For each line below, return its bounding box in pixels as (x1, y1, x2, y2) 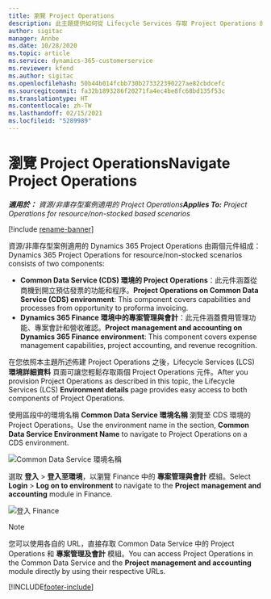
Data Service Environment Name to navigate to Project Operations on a (8, 429, 248, 438)
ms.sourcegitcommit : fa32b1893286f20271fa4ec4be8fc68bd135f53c (8, 86, 226, 95)
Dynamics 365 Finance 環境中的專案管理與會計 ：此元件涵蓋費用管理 (19, 312, 249, 322)
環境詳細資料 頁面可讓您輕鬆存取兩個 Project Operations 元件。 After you (8, 367, 248, 376)
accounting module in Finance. (8, 489, 113, 499)
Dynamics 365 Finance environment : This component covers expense (19, 332, 257, 341)
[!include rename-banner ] (8, 224, 94, 234)
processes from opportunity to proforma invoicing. (19, 303, 189, 312)
